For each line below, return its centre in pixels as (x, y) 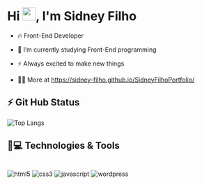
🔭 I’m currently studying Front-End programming (87, 50)
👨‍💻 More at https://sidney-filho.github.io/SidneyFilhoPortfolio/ (106, 80)
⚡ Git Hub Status (44, 102)
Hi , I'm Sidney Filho (72, 16)
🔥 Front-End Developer (50, 36)
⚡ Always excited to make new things (71, 64)
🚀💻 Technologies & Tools (64, 146)
